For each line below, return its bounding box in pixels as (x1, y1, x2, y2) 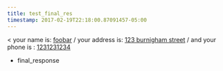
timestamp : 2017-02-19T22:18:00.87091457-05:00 (7, 17, 148, 23)
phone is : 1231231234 (7, 43, 71, 51)
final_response (17, 56, 60, 64)
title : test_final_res (7, 10, 73, 17)
